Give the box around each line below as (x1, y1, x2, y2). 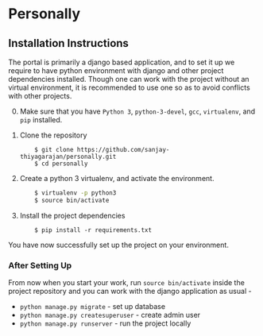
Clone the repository (19, 130, 87, 140)
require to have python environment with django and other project (8, 66, 224, 75)
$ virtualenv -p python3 (34, 189, 117, 197)
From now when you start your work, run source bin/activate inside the (8, 278, 245, 288)
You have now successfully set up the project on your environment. (8, 240, 229, 249)
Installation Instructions (8, 37, 130, 50)
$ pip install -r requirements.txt (34, 226, 153, 234)
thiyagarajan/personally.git (19, 153, 117, 160)
